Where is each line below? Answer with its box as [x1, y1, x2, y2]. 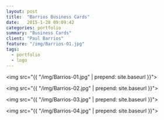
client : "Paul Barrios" [6, 36, 64, 41]
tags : [6, 47, 19, 52]
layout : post [6, 8, 38, 15]
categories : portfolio [6, 24, 61, 31]
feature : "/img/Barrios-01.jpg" [6, 41, 85, 47]
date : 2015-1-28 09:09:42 [6, 19, 75, 25]
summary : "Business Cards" [6, 30, 72, 36]
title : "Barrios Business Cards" [6, 14, 90, 20]
